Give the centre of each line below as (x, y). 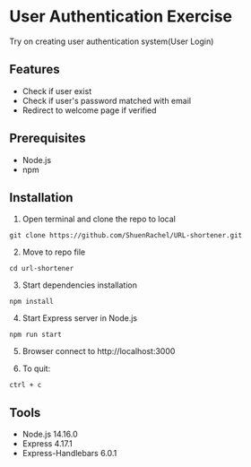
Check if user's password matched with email (106, 100)
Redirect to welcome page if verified (89, 110)
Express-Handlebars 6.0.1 (69, 454)
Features (35, 69)
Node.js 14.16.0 (50, 434)
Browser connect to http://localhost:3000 (99, 351)
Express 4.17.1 (48, 444)
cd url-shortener (42, 269)
